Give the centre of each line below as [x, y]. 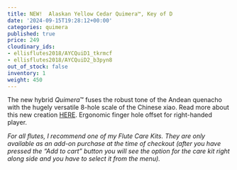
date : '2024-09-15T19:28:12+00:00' [60, 21]
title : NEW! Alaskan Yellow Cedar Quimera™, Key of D [90, 14]
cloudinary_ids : [31, 47]
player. [17, 123]
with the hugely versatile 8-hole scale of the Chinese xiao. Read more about [118, 108]
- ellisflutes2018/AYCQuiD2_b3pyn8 [60, 60]
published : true [31, 34]
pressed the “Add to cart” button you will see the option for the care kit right [119, 151]
